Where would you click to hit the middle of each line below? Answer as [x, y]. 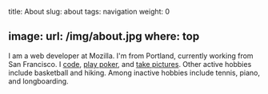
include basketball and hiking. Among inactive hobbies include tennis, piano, [134, 72]
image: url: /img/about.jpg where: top [104, 36]
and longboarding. [39, 81]
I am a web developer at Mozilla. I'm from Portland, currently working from [131, 56]
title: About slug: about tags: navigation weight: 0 [89, 12]
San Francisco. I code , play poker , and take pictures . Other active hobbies [130, 64]
